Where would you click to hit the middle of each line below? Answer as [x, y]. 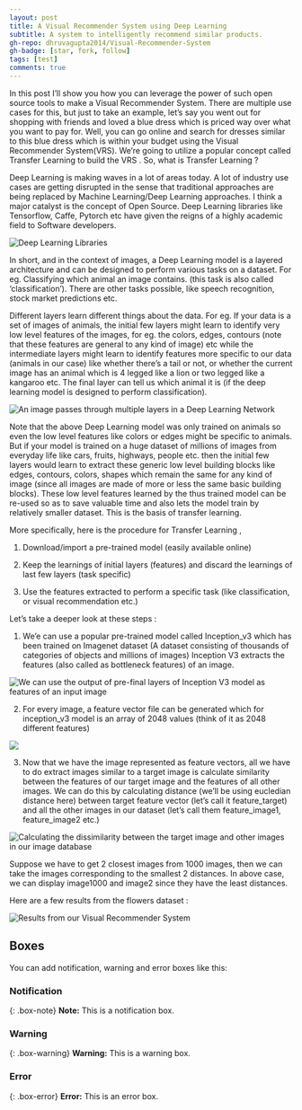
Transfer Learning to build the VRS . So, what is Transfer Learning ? [134, 160]
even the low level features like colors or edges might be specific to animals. [151, 436]
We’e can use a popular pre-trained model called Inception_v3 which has [157, 636]
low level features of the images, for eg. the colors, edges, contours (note [146, 334]
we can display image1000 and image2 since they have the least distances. [149, 883]
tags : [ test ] [34, 59]
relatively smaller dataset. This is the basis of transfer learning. [126, 512]
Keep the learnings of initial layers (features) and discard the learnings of [157, 564]
